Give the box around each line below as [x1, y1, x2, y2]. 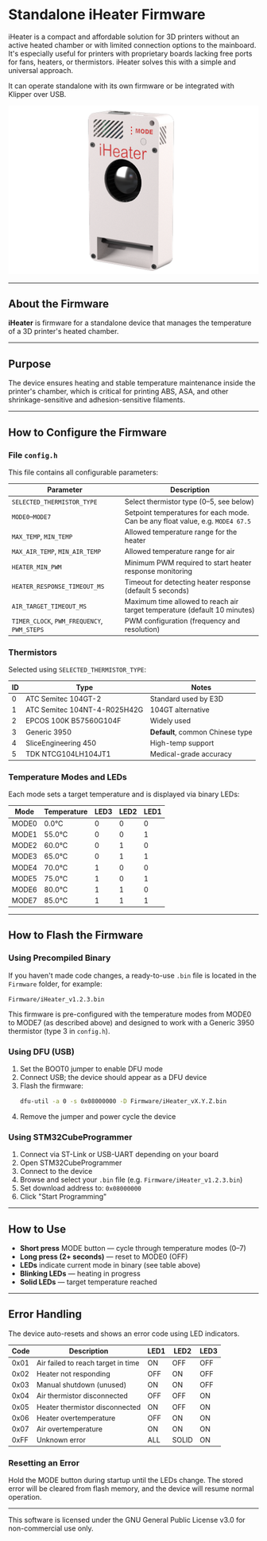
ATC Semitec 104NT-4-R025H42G [25, 705, 144, 714]
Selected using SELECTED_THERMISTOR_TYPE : [8, 665, 147, 675]
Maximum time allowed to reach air [124, 597, 239, 606]
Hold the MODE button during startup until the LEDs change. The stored [8, 1476, 244, 1485]
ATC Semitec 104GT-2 [25, 694, 102, 703]
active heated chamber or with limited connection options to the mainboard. [8, 40, 257, 49]
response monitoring [124, 566, 193, 575]
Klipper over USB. [8, 89, 67, 99]
